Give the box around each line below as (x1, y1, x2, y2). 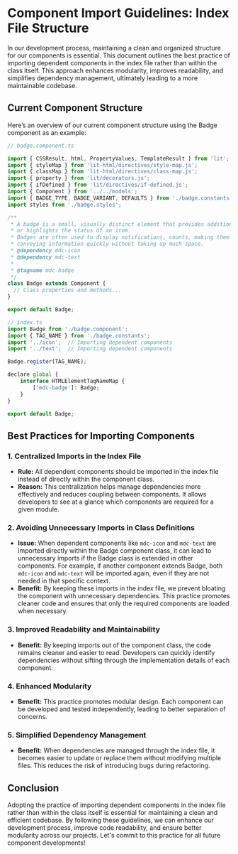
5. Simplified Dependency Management (7, 730, 147, 740)
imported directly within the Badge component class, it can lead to (17, 546, 212, 555)
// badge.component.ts (7, 142, 74, 149)
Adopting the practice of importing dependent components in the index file (7, 801, 226, 809)
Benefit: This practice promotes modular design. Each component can (17, 697, 225, 706)
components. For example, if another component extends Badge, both (17, 561, 223, 570)
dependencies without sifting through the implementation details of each (17, 656, 230, 664)
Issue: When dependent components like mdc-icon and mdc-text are (17, 539, 217, 548)
